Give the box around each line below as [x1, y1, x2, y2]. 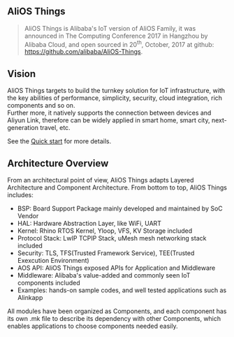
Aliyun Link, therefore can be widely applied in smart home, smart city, [7, 116, 210, 124]
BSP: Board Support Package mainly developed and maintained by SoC [17, 204, 224, 213]
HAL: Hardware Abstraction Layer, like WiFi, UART [17, 220, 162, 228]
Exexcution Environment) [17, 257, 89, 265]
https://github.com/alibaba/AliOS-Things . [24, 48, 143, 56]
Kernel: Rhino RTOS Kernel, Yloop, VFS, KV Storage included [17, 227, 193, 235]
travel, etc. [39, 124, 71, 132]
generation [7, 124, 38, 132]
